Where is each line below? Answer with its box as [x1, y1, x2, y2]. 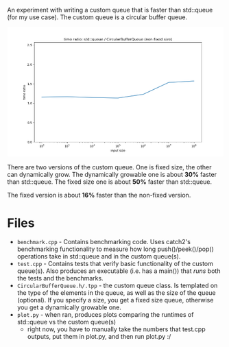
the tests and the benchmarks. [16, 274, 104, 283]
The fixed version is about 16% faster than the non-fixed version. [7, 191, 191, 200]
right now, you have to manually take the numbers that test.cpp [27, 325, 206, 333]
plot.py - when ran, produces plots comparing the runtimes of [16, 311, 194, 319]
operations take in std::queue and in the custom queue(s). [16, 252, 181, 261]
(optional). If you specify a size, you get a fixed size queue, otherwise [16, 296, 214, 304]
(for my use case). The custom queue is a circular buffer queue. [7, 13, 187, 21]
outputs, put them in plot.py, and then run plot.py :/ [27, 333, 171, 341]
